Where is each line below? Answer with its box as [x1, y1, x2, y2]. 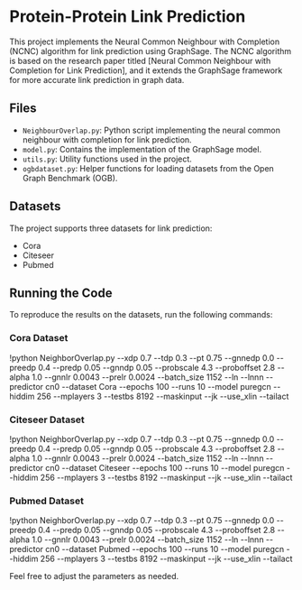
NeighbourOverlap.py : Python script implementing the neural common [22, 124, 281, 135]
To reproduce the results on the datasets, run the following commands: [9, 309, 273, 320]
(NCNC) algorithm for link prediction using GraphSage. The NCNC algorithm [9, 45, 292, 56]
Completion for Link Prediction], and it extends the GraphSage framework [9, 65, 283, 76]
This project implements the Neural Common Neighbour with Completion [9, 36, 280, 47]
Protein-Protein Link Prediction [9, 6, 246, 27]
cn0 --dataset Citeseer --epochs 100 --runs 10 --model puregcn [44, 462, 285, 473]
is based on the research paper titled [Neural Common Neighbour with [9, 55, 271, 66]
